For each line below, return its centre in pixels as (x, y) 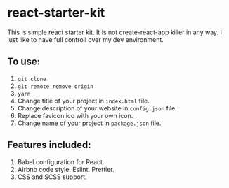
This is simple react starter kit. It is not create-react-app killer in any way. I (115, 32)
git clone (32, 79)
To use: (24, 62)
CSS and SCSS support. (52, 177)
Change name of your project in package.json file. (89, 123)
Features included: (49, 145)
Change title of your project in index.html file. (83, 101)
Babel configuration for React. (61, 161)
